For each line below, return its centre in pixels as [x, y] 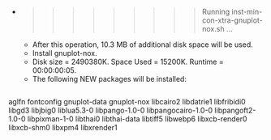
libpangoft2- [235, 110]
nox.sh [213, 29]
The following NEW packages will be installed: [109, 79]
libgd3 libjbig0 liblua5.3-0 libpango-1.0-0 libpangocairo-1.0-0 [111, 110]
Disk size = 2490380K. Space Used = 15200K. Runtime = [128, 62]
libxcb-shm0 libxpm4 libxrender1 [63, 127]
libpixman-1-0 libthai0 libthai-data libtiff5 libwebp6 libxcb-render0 [137, 119]
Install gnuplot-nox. [65, 53]
